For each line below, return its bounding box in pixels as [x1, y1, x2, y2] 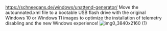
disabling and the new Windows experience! [5, 20, 99, 26]
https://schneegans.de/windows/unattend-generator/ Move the [5, 4, 139, 10]
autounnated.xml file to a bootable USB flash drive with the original [5, 9, 146, 15]
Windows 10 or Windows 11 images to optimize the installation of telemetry [5, 15, 162, 20]
